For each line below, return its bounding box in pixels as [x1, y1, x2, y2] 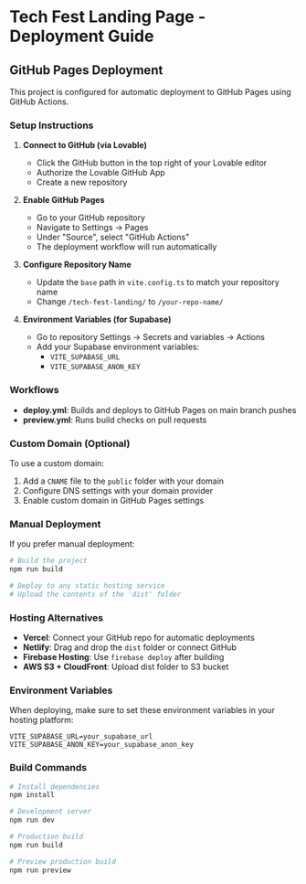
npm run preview [9, 866, 71, 875]
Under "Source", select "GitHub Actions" [36, 231, 190, 243]
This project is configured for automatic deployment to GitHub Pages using [9, 87, 292, 97]
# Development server [9, 807, 92, 816]
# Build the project [9, 556, 89, 566]
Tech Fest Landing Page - [9, 6, 206, 27]
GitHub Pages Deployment [9, 62, 164, 78]
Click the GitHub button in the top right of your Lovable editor [36, 157, 268, 168]
